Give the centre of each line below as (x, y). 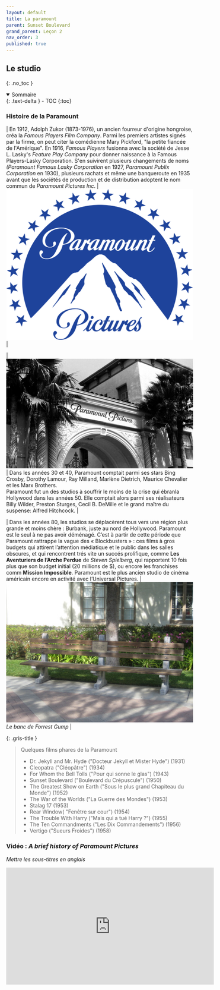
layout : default (26, 12)
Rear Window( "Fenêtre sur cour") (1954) (80, 812)
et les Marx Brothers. (32, 485)
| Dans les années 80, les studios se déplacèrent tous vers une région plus (97, 522)
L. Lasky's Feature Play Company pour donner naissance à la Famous (91, 155)
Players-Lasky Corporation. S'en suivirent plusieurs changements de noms (98, 161)
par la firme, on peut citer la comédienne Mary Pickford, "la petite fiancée (96, 142)
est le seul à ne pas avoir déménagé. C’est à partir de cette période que (93, 535)
